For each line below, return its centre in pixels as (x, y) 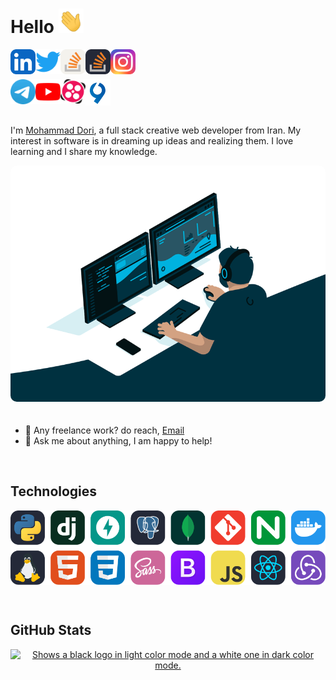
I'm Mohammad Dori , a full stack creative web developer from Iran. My (156, 130)
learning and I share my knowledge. (84, 151)
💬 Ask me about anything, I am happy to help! (118, 440)
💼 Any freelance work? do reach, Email (104, 430)
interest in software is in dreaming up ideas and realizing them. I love (152, 140)
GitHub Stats (51, 630)
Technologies (54, 491)
